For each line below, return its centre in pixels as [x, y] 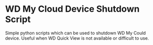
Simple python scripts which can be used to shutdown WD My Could [76, 33]
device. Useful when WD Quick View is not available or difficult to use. [77, 38]
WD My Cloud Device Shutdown [73, 9]
